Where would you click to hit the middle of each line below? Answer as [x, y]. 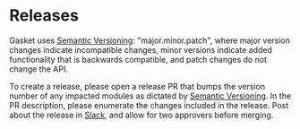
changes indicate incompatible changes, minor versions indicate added [141, 49]
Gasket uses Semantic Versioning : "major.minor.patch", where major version [150, 40]
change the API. [39, 69]
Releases [44, 16]
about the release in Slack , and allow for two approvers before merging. [141, 115]
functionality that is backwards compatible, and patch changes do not [138, 59]
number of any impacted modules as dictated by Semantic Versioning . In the [150, 96]
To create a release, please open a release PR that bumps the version [137, 86]
